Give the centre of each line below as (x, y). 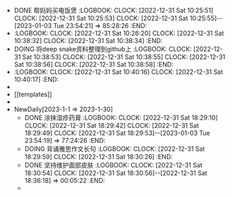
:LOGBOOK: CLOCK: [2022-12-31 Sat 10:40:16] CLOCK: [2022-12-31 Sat (118, 72)
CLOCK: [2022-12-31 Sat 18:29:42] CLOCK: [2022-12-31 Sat (112, 126)
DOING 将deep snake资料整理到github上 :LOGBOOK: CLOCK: (103, 49)
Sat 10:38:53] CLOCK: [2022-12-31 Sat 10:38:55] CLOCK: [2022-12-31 (124, 57)
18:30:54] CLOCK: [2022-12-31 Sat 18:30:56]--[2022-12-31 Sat (116, 173)
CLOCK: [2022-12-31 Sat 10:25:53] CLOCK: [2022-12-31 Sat (101, 18)
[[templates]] (33, 94)
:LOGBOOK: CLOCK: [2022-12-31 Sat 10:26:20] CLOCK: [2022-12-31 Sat (119, 33)
